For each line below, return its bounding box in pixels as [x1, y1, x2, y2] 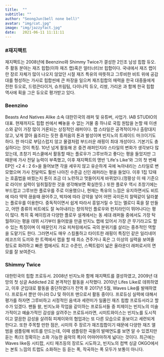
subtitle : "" [5, 12, 32, 17]
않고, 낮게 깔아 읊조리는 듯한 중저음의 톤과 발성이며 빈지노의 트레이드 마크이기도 [5, 132, 156, 138]
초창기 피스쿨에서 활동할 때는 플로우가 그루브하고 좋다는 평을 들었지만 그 [19, 150, 156, 157]
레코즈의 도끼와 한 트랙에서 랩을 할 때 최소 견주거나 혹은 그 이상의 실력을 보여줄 [5, 236, 155, 242]
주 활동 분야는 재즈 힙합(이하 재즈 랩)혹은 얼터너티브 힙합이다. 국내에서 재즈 [5, 65, 147, 71]
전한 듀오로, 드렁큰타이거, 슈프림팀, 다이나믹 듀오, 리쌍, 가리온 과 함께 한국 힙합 [5, 84, 155, 90]
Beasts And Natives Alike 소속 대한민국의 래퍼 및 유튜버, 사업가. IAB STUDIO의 [5, 114, 158, 120]
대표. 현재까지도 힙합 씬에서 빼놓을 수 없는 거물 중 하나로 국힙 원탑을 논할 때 [5, 120, 148, 126]
